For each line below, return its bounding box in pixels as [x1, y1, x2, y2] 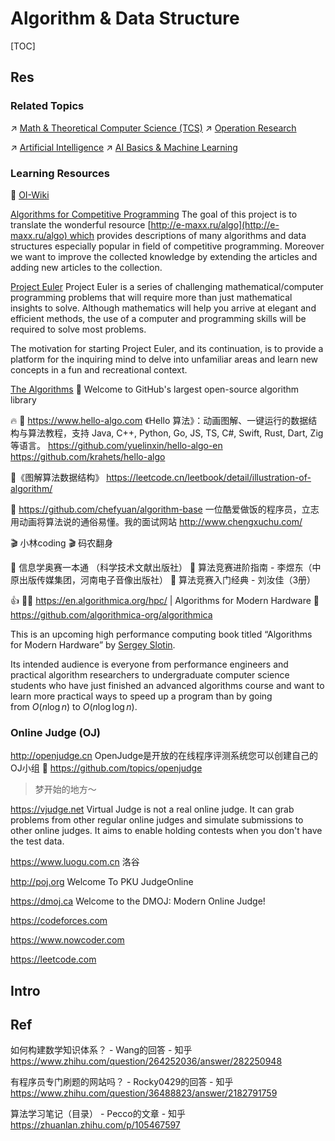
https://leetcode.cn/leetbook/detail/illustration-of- [106, 471, 312, 483]
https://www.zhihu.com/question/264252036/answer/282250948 [10, 1055, 283, 1067]
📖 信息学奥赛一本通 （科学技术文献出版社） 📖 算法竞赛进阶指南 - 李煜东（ [10, 561, 313, 573]
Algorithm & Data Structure [10, 7, 240, 30]
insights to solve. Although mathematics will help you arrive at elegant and [10, 302, 317, 314]
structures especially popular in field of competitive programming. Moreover [10, 240, 325, 252]
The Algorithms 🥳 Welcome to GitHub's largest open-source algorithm [10, 383, 300, 395]
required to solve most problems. [10, 323, 147, 335]
